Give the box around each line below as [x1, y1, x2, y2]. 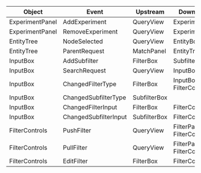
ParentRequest [62, 47, 105, 55]
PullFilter [62, 144, 88, 151]
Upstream [135, 8, 165, 16]
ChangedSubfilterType [62, 93, 127, 101]
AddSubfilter [62, 57, 99, 65]
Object [23, 8, 43, 16]
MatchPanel [132, 47, 166, 55]
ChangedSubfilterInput [62, 113, 127, 121]
